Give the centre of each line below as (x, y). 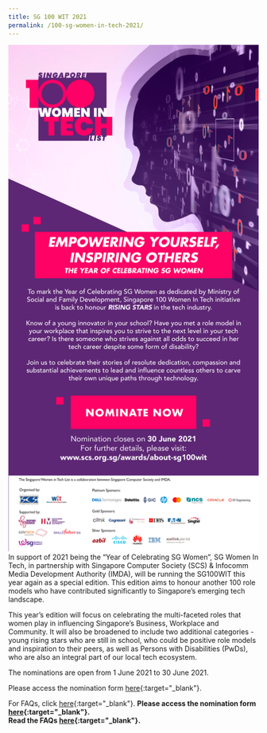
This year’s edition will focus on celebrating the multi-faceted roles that (125, 615)
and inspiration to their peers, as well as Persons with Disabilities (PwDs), (128, 649)
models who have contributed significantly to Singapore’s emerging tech (127, 591)
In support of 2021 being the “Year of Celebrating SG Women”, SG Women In (133, 557)
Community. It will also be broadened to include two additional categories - (131, 632)
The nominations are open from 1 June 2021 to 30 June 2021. (108, 672)
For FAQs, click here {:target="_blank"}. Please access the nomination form (132, 704)
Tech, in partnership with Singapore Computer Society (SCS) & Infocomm (128, 566)
